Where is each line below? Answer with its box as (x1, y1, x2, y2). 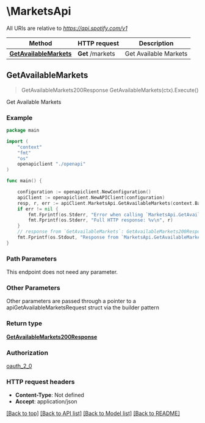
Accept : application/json (15, 398, 77, 405)
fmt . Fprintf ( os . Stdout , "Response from (17, 234, 119, 241)
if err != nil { (17, 206, 59, 212)
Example (6, 113, 33, 122)
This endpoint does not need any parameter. (6, 268, 118, 276)
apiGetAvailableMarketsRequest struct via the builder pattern (6, 304, 160, 311)
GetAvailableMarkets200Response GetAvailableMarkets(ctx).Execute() (21, 86, 199, 94)
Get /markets (77, 49, 116, 57)
